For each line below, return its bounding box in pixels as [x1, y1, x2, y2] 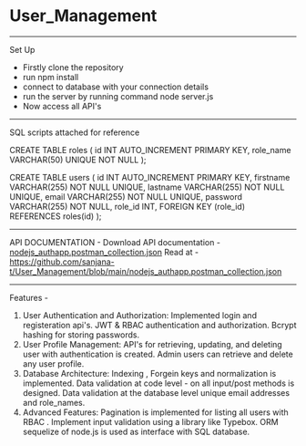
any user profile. [22, 358, 85, 369]
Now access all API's [22, 100, 102, 111]
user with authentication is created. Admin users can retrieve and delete [22, 348, 293, 359]
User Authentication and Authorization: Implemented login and [22, 309, 258, 320]
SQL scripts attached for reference [9, 127, 140, 138]
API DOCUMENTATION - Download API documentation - [9, 236, 221, 247]
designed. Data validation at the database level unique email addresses [22, 387, 290, 398]
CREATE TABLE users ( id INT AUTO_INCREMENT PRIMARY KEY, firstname [9, 171, 291, 182]
